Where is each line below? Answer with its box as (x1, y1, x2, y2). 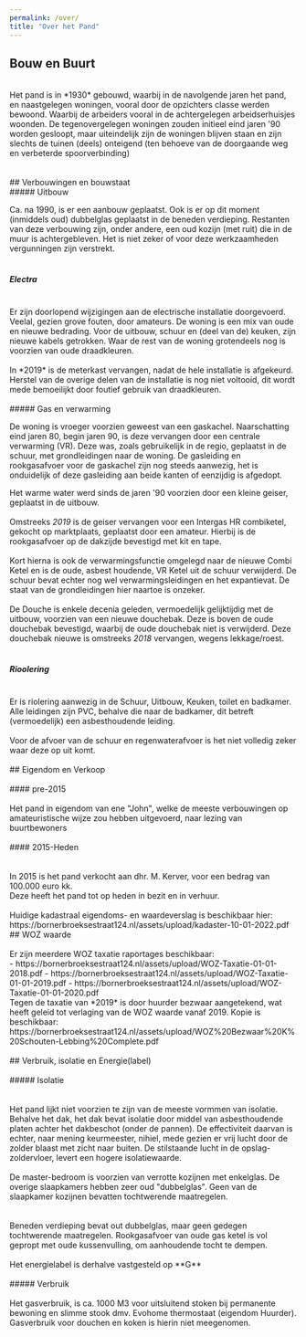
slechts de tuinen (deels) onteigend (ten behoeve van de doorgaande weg (9, 138, 289, 149)
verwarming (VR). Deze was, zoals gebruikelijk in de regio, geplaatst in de (9, 440, 287, 452)
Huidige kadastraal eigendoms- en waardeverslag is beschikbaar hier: (9, 910, 273, 921)
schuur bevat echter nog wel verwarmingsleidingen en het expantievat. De (9, 574, 290, 585)
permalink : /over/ (9, 13, 79, 23)
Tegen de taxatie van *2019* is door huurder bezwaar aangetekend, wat (9, 997, 282, 1008)
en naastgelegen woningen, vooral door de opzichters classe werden (9, 100, 269, 111)
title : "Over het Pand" (9, 22, 100, 31)
